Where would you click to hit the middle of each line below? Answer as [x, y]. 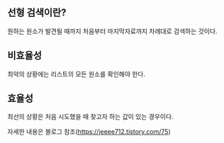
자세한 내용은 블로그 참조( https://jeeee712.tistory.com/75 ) [89, 132]
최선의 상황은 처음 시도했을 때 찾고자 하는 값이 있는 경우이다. [90, 117]
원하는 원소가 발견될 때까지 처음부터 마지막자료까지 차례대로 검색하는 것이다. [112, 31]
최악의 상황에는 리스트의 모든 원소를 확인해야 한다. [77, 74]
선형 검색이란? [37, 13]
